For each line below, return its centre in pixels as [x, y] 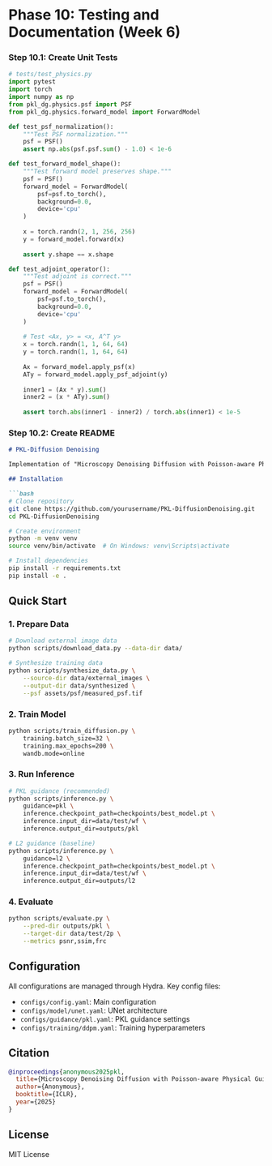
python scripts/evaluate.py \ [59, 919]
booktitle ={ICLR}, [47, 1095]
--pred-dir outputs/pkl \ [67, 926]
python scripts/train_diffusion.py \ [72, 731]
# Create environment [45, 531]
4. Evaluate [31, 902]
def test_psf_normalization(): [61, 126]
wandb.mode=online [54, 753]
